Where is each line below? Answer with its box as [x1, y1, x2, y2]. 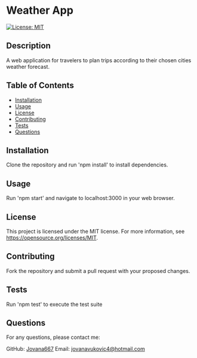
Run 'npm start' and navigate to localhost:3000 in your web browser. [6, 195, 175, 202]
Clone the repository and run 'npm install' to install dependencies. [6, 161, 168, 168]
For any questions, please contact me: [6, 333, 100, 341]
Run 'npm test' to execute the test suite [6, 301, 103, 308]
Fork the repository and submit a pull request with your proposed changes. [6, 267, 190, 274]
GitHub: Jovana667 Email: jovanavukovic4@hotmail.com [6, 345, 145, 353]
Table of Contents [6, 80, 75, 90]
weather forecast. [6, 63, 50, 70]
